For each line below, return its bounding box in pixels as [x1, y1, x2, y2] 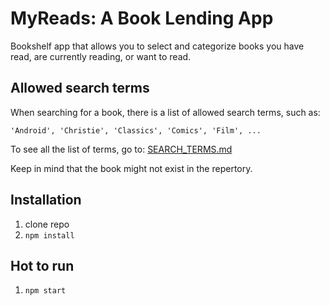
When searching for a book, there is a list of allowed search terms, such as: [10, 106, 321, 118]
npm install [24, 230, 75, 241]
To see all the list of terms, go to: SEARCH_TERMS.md [10, 143, 233, 155]
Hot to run [10, 257, 75, 274]
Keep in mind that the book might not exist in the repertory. [10, 162, 253, 174]
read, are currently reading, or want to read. [10, 50, 192, 62]
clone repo [24, 218, 70, 230]
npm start [24, 286, 67, 296]
